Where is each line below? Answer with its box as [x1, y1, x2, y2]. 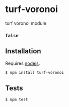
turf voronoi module [5, 20, 46, 26]
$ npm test [5, 97, 28, 102]
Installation [5, 47, 41, 56]
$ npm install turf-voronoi [5, 70, 64, 75]
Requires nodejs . [5, 60, 40, 66]
